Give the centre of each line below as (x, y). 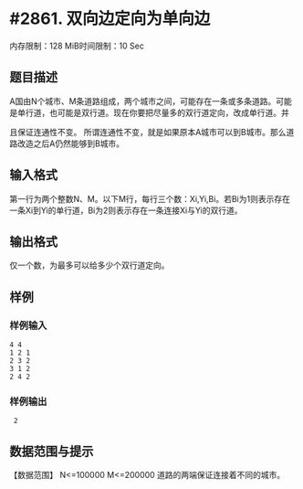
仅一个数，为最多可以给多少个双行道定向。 (89, 265)
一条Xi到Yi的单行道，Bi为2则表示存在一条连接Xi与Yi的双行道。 (126, 210)
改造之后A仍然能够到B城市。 (71, 144)
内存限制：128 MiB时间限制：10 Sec (77, 46)
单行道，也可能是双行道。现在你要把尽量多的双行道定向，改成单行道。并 (153, 112)
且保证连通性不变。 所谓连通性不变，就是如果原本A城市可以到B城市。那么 (148, 132)
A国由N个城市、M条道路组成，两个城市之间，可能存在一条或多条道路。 (143, 101)
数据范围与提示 (52, 451)
